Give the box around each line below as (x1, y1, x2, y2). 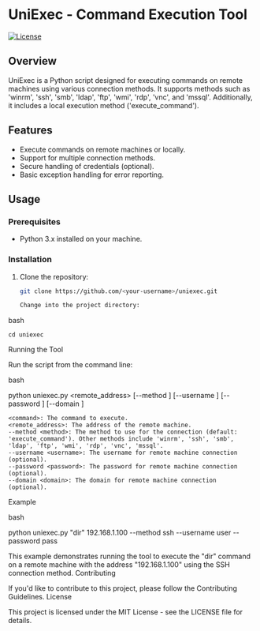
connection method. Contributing (8, 569, 116, 578)
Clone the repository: (19, 272, 89, 281)
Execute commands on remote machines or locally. (19, 145, 186, 154)
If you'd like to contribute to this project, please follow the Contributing (8, 584, 238, 593)
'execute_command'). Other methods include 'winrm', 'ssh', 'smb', (8, 435, 235, 443)
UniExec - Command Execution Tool (8, 6, 248, 24)
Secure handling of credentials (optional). (19, 161, 155, 171)
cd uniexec (8, 331, 44, 339)
